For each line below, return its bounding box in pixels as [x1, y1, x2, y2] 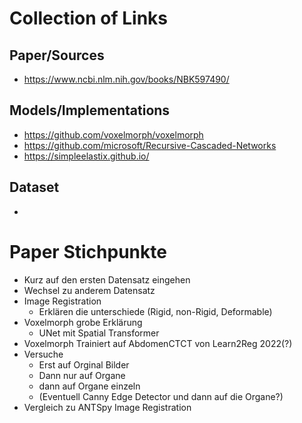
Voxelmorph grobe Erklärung [23, 316, 143, 328]
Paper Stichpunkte [9, 240, 167, 263]
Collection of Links [9, 7, 169, 30]
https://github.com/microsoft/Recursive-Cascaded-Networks [23, 139, 277, 151]
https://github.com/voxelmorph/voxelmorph [23, 128, 204, 141]
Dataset [9, 179, 60, 196]
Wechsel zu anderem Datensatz [23, 284, 156, 296]
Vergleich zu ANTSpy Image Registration [23, 401, 192, 413]
